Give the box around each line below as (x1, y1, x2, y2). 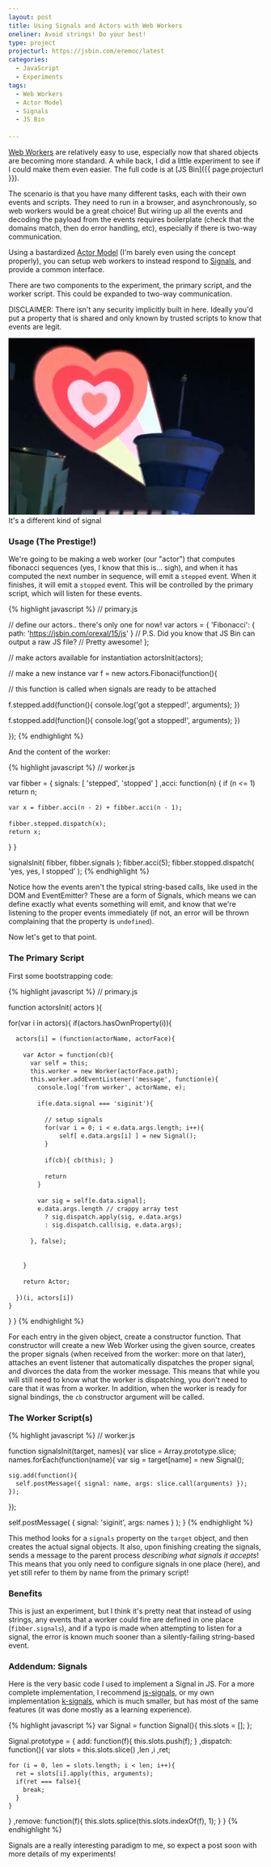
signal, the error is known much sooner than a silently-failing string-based (8, 1632, 255, 1642)
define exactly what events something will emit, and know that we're (8, 899, 236, 909)
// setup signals (44, 1116, 104, 1124)
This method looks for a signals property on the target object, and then (8, 1533, 249, 1542)
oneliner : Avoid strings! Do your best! (8, 30, 147, 38)
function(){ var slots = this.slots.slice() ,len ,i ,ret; (8, 1745, 171, 1754)
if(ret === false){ (15, 1778, 82, 1786)
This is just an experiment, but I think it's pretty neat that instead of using (8, 1606, 252, 1616)
